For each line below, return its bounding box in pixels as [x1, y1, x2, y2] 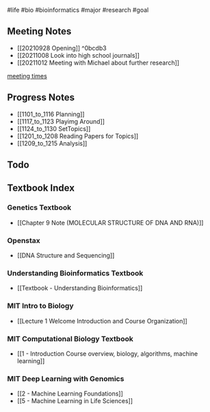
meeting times [7, 71, 48, 80]
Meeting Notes [7, 25, 72, 37]
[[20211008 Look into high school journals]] [16, 51, 140, 59]
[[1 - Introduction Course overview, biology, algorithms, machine [16, 350, 198, 358]
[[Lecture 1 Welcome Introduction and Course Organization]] [16, 317, 188, 325]
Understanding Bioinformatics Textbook [7, 268, 144, 277]
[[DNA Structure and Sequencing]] [16, 251, 115, 260]
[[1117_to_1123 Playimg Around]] [16, 117, 105, 126]
